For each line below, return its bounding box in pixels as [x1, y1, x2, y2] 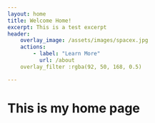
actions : [20, 43, 46, 50]
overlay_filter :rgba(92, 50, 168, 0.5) [20, 63, 142, 70]
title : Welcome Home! [7, 17, 72, 24]
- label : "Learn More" [33, 50, 101, 58]
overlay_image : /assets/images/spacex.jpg [20, 37, 149, 44]
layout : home [7, 10, 46, 18]
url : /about [39, 57, 75, 64]
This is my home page [7, 100, 141, 116]
